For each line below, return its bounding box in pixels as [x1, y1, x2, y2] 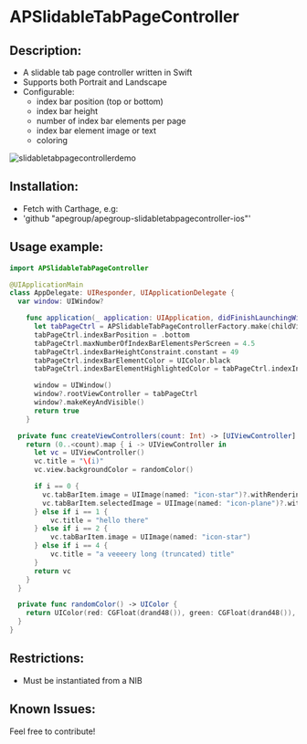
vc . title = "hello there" [49, 516, 149, 525]
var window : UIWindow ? [17, 297, 104, 307]
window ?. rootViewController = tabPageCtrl [33, 390, 198, 399]
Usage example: [9, 239, 104, 255]
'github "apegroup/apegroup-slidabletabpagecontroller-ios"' [22, 213, 251, 224]
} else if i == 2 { [33, 524, 108, 533]
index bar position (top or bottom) [36, 96, 164, 107]
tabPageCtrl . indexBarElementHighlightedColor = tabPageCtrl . [33, 364, 272, 373]
